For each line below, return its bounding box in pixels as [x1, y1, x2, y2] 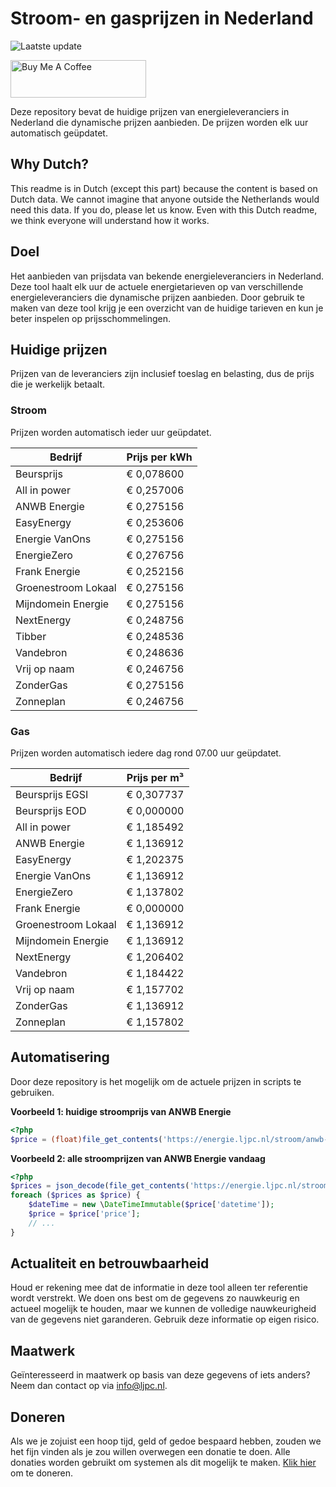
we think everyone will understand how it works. [10, 214, 210, 226]
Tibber [15, 629, 47, 643]
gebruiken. [10, 1086, 55, 1098]
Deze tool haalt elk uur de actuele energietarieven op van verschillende [10, 280, 304, 292]
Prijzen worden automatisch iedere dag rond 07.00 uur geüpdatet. [10, 747, 282, 759]
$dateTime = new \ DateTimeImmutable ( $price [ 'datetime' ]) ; [28, 1200, 275, 1210]
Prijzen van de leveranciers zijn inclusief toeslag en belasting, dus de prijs [10, 368, 315, 380]
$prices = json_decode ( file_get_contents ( [10, 1181, 190, 1191]
